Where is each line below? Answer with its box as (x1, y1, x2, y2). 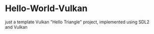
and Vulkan (5, 24, 28, 30)
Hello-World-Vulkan (5, 3, 88, 14)
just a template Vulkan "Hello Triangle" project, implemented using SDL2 (5, 19, 150, 25)
